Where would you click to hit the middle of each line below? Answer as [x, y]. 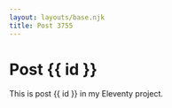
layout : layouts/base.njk [57, 17]
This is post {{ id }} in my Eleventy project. [86, 94]
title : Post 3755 [41, 26]
